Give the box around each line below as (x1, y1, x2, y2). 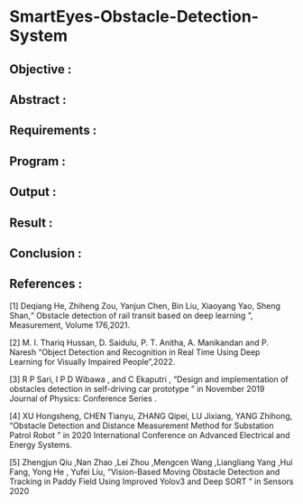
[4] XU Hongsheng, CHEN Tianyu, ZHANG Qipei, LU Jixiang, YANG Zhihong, (9, 410, 293, 421)
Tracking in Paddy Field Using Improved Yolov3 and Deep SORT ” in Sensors (9, 476, 294, 487)
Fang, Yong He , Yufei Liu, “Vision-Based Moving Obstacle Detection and (9, 466, 280, 477)
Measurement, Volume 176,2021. (9, 319, 131, 331)
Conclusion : (9, 246, 82, 261)
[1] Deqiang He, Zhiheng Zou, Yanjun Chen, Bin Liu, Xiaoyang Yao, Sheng (9, 300, 281, 311)
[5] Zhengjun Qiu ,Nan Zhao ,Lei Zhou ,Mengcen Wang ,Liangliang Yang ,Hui (9, 456, 293, 467)
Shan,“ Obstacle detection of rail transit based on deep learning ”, (9, 310, 253, 321)
